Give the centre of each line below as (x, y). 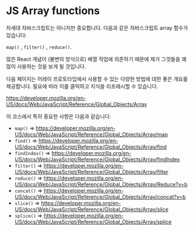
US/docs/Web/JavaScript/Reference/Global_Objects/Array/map (91, 134)
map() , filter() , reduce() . (39, 47)
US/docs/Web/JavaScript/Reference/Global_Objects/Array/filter (91, 172)
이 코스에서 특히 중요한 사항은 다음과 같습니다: (59, 116)
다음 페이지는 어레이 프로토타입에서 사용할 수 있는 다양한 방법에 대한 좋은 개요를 (97, 79)
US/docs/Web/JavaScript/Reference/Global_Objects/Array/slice (91, 209)
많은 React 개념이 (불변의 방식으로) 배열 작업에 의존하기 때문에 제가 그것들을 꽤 (96, 59)
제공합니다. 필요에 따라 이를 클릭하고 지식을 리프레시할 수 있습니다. (82, 86)
